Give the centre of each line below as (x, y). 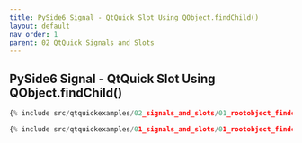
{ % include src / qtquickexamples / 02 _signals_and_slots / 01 (118, 114)
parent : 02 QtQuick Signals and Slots (82, 42)
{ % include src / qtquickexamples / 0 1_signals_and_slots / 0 (116, 129)
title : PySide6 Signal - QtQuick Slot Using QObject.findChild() (134, 17)
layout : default (40, 26)
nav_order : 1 (34, 34)
